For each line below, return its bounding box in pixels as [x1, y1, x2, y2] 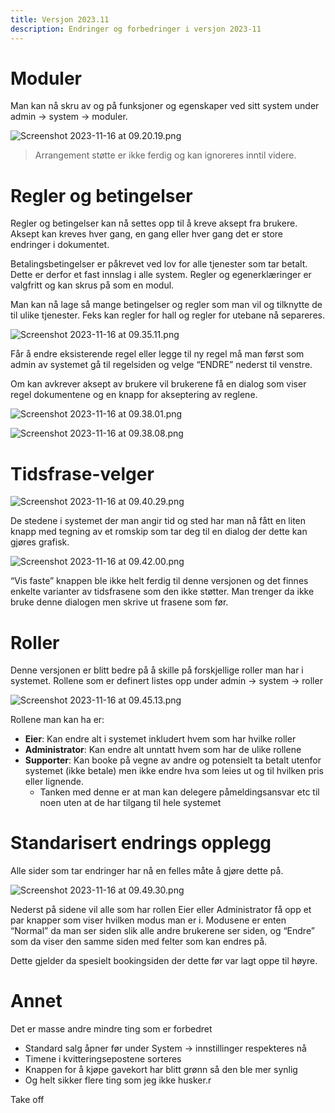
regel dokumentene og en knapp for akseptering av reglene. [10, 389, 258, 401]
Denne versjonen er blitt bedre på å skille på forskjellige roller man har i [10, 664, 304, 676]
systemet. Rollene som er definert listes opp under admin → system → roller [10, 675, 323, 687]
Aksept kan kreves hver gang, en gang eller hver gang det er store [10, 228, 284, 240]
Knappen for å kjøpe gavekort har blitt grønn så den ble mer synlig [24, 1064, 298, 1076]
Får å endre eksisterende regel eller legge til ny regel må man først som [10, 348, 305, 360]
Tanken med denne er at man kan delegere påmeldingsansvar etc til [39, 786, 320, 798]
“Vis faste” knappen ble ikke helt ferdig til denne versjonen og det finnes [10, 575, 309, 587]
